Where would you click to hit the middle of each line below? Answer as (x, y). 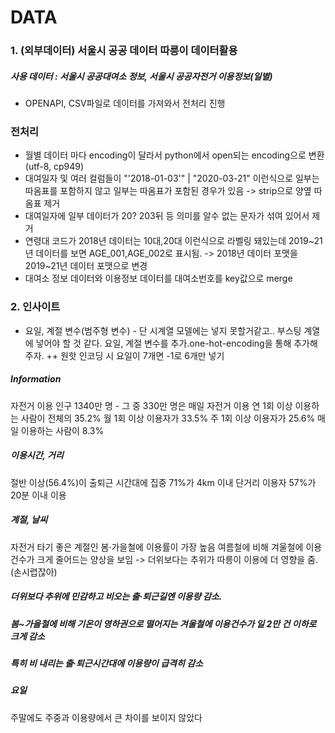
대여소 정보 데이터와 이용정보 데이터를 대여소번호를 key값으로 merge (158, 278)
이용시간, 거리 (37, 455)
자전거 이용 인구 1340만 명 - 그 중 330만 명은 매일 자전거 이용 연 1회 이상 (151, 405)
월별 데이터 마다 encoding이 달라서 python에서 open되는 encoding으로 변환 (174, 155)
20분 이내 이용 (38, 495)
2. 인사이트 (35, 307)
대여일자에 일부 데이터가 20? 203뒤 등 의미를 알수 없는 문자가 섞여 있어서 (167, 216)
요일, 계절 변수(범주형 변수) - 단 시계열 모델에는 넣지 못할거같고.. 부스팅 (163, 330)
